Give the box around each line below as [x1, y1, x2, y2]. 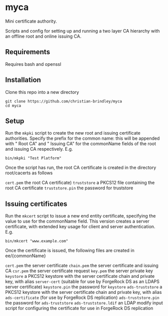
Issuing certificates [5, 199, 68, 208]
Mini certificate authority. [5, 18, 57, 24]
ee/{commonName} [5, 253, 46, 259]
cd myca [5, 103, 22, 108]
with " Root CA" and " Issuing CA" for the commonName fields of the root [5, 141, 156, 147]
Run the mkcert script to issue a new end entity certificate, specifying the [5, 213, 156, 219]
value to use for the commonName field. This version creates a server [5, 218, 149, 225]
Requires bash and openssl [5, 61, 62, 67]
